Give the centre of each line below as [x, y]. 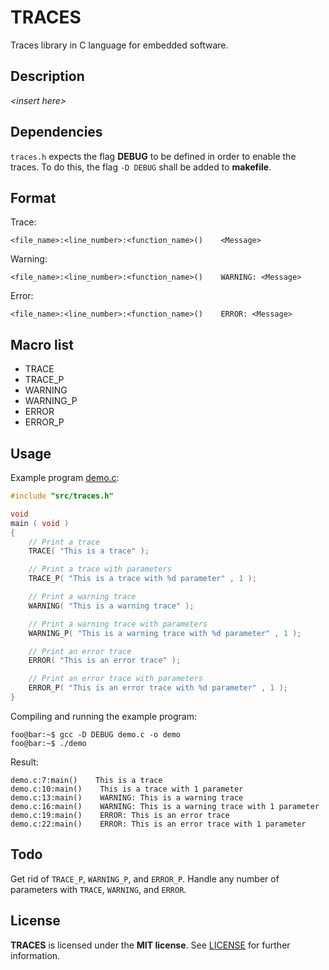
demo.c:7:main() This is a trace [86, 780]
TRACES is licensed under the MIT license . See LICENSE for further [150, 945]
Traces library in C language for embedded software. [119, 45]
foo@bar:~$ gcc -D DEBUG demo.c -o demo [96, 734]
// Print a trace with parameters [100, 569]
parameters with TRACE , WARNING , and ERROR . [98, 889]
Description [47, 76]
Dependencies [56, 132]
